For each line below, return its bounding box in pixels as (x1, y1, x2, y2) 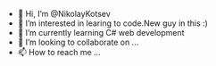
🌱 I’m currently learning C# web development (17, 28, 185, 37)
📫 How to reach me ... (17, 47, 101, 57)
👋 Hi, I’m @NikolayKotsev (17, 9, 112, 19)
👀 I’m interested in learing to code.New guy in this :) (17, 18, 208, 29)
